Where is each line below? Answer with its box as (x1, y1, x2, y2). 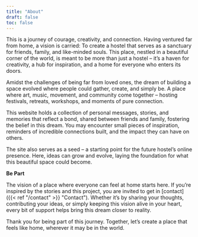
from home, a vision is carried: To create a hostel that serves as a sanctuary (6, 42, 191, 49)
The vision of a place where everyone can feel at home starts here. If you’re (6, 181, 191, 188)
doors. (6, 68, 23, 75)
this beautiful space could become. (6, 158, 92, 166)
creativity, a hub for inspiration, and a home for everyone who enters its (6, 61, 181, 68)
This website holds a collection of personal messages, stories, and (6, 109, 169, 116)
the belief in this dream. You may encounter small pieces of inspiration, (6, 122, 180, 129)
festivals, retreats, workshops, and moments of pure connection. (6, 98, 164, 105)
